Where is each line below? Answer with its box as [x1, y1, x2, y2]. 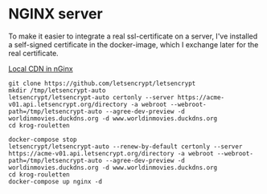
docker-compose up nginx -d [8, 177, 103, 185]
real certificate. [8, 48, 59, 58]
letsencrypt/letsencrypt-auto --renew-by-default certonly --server [8, 142, 243, 151]
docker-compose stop [8, 135, 78, 143]
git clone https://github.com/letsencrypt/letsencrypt [8, 79, 196, 87]
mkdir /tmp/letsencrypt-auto [8, 86, 106, 95]
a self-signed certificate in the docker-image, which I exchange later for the [8, 39, 259, 49]
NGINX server [8, 5, 103, 23]
